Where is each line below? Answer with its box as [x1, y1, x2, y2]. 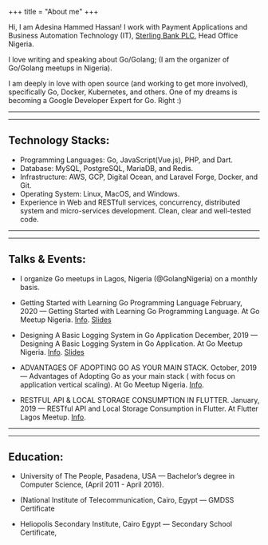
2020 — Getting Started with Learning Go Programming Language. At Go [19, 306, 260, 316]
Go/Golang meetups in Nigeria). [8, 63, 113, 73]
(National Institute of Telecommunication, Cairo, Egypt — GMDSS [19, 495, 235, 505]
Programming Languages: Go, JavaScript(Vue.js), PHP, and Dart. [19, 155, 234, 165]
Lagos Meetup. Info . [19, 412, 86, 422]
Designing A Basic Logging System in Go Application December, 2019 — [19, 330, 258, 340]
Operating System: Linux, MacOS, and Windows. [19, 189, 180, 198]
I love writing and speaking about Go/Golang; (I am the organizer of [8, 55, 230, 64]
